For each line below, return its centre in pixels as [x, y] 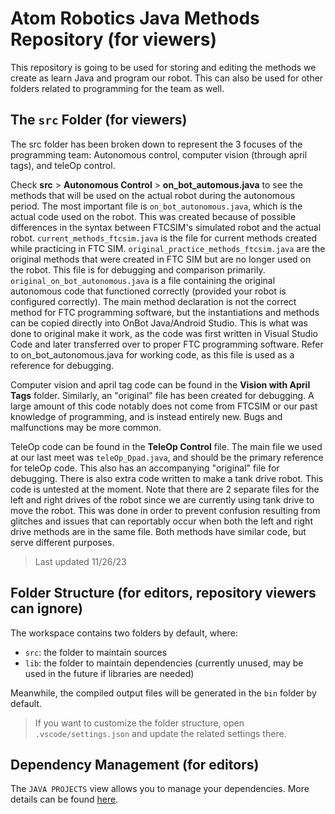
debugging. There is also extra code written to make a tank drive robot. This [167, 478]
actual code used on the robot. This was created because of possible [153, 216]
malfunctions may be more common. [86, 427]
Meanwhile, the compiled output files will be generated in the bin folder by [163, 693]
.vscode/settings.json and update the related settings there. [160, 733]
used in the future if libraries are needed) [109, 673]
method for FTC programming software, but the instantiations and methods [165, 312]
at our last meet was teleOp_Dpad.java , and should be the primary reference [167, 457]
